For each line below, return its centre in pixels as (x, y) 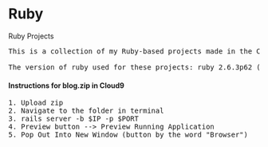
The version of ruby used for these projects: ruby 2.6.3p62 (130, 67)
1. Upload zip (36, 103)
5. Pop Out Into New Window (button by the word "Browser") (128, 135)
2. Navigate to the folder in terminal (86, 111)
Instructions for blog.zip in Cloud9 (67, 85)
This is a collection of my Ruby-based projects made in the (130, 51)
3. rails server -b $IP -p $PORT (74, 119)
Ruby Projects (31, 36)
